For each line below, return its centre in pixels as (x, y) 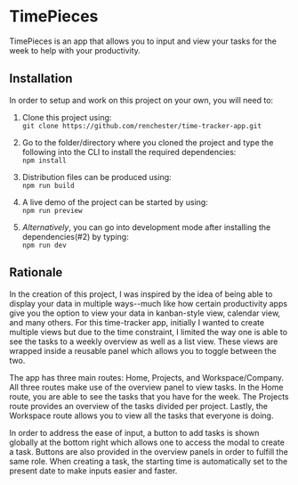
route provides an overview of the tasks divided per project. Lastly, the (139, 406)
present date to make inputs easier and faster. (93, 471)
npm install (44, 160)
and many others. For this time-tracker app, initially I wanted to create (137, 322)
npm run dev (44, 245)
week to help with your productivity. (75, 50)
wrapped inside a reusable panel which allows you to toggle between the (143, 350)
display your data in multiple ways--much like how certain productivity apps (148, 303)
